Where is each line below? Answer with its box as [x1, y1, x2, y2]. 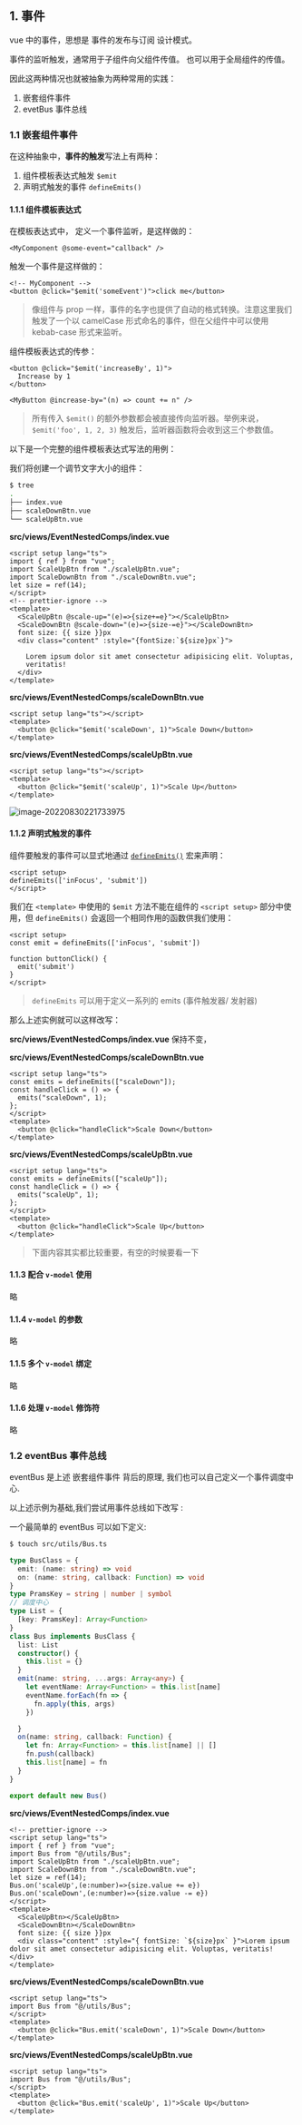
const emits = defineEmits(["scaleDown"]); [9, 1077, 177, 1086]
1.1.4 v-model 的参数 [9, 1314, 83, 1325]
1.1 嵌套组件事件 [9, 128, 79, 141]
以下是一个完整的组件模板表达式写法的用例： [9, 444, 177, 455]
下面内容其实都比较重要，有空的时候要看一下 [31, 1247, 200, 1258]
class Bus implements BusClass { [9, 1631, 136, 1640]
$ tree [9, 481, 34, 490]
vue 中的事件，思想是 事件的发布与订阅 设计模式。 [9, 34, 198, 45]
